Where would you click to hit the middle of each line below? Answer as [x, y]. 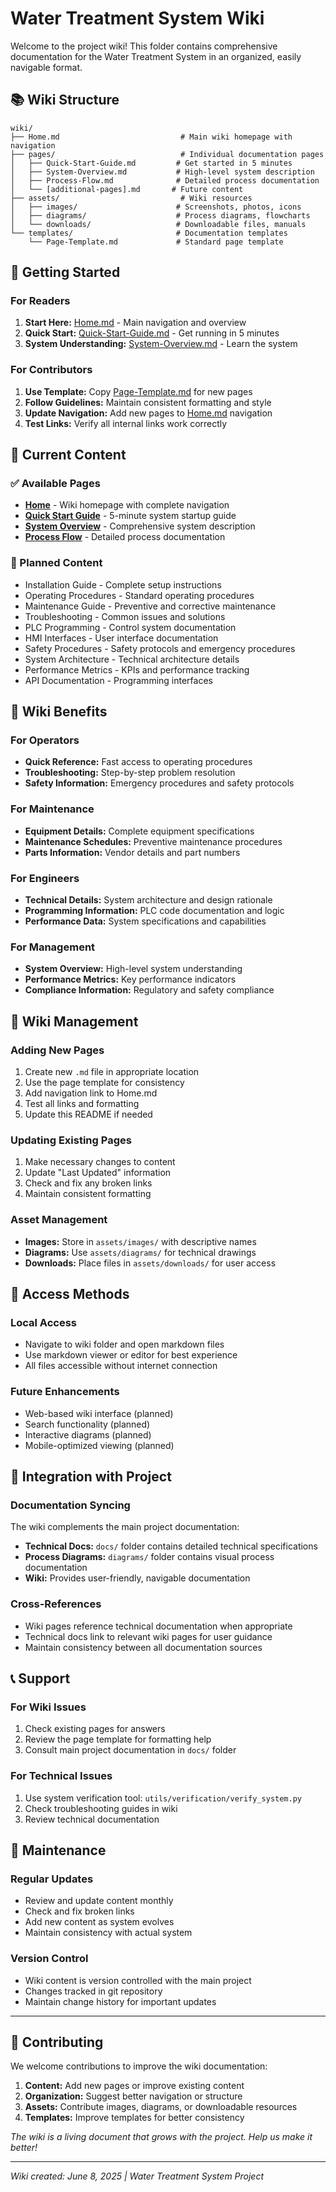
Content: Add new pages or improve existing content [134, 2086]
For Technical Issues [61, 1776]
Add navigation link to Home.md [91, 1093]
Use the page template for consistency [104, 1082]
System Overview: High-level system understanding [133, 969]
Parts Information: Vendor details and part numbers [132, 852]
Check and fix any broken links [88, 1183]
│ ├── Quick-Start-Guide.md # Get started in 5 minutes [151, 163]
